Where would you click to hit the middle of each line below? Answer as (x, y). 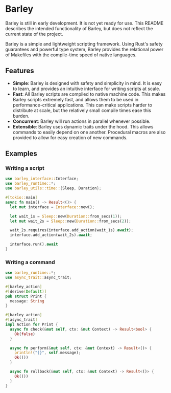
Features (20, 71)
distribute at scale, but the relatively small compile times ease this (82, 110)
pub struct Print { (26, 296)
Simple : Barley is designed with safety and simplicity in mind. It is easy (87, 83)
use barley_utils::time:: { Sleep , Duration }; (53, 188)
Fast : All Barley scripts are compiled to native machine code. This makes (89, 94)
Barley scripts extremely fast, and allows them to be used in (76, 99)
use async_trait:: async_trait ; (39, 278)
